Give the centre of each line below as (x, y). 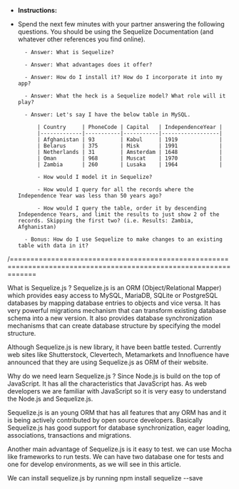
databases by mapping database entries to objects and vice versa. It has (114, 303)
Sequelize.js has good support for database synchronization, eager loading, (119, 428)
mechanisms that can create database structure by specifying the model (114, 326)
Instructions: (37, 10)
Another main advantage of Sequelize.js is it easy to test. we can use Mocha (119, 449)
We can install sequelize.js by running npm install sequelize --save (105, 478)
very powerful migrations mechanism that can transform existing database (117, 310)
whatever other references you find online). (81, 39)
